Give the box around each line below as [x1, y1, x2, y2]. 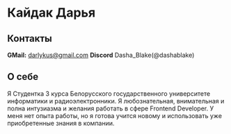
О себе [7, 71, 39, 83]
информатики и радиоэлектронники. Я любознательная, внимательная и [7, 97, 225, 105]
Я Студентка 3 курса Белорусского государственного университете [7, 89, 211, 98]
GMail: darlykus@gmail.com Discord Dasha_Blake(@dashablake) [7, 51, 195, 59]
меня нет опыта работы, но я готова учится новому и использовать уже [7, 111, 223, 119]
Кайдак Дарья [7, 5, 96, 21]
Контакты [7, 33, 52, 44]
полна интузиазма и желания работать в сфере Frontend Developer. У [7, 104, 214, 112]
